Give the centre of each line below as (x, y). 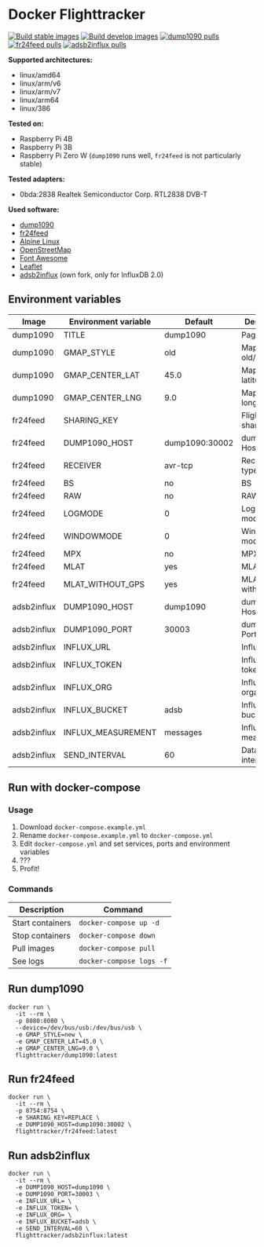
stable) (31, 163)
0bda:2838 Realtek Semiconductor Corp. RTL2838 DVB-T (114, 194)
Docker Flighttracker (77, 15)
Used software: (34, 209)
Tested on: (26, 123)
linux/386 (35, 108)
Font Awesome (44, 258)
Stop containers (41, 935)
